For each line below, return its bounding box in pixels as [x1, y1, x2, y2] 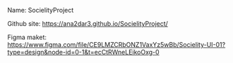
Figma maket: [7, 33, 47, 41]
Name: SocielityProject [7, 6, 74, 14]
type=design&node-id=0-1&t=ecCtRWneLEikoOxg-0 [7, 48, 160, 56]
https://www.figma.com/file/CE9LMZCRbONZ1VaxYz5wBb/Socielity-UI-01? [7, 41, 226, 48]
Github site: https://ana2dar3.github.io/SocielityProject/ [7, 20, 168, 27]
